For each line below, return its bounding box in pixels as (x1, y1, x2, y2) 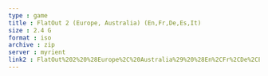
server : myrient (8, 48, 66, 56)
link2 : (8, 56, 34, 64)
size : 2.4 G (8, 26, 52, 34)
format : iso (8, 33, 52, 42)
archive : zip (8, 41, 56, 49)
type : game (8, 11, 48, 20)
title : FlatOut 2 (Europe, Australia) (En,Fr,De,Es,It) (8, 19, 202, 27)
